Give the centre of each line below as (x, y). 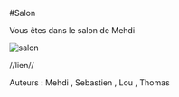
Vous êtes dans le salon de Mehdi (72, 30)
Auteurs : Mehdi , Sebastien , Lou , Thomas (89, 83)
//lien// (22, 65)
